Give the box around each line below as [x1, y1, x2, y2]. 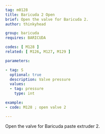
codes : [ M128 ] [5, 44, 39, 50]
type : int [14, 91, 35, 96]
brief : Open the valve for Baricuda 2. [5, 17, 89, 22]
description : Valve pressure [10, 77, 71, 82]
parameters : [5, 58, 30, 63]
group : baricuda [5, 31, 39, 36]
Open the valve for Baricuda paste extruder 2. [5, 123, 100, 129]
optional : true [10, 72, 42, 77]
